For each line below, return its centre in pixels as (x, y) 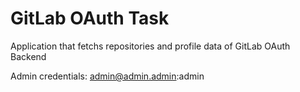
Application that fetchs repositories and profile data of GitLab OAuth (150, 46)
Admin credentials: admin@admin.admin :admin (107, 76)
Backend (28, 56)
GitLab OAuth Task (90, 18)
